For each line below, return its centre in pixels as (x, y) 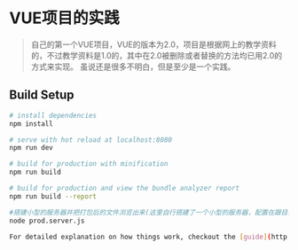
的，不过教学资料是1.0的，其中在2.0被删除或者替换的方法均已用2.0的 (157, 55)
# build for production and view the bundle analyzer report (125, 188)
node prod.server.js (47, 221)
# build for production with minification (89, 164)
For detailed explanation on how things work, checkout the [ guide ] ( (141, 237)
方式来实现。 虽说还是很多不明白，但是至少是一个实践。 (133, 66)
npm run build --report (53, 196)
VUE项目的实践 (64, 18)
